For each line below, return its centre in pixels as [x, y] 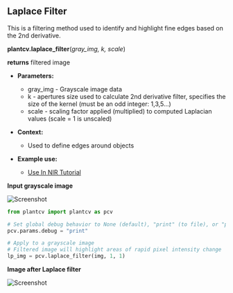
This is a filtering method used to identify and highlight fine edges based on [115, 28]
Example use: [37, 159]
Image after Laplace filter [44, 269]
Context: [30, 132]
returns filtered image [39, 62]
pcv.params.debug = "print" [48, 231]
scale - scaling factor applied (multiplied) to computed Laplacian [120, 111]
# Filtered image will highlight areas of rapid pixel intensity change [114, 250]
